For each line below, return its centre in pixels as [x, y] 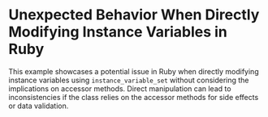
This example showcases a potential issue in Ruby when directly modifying [134, 71]
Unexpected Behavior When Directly [134, 15]
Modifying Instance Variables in [118, 32]
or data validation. [39, 106]
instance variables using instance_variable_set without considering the [129, 80]
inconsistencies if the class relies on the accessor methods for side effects [134, 97]
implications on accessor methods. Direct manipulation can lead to [120, 88]
